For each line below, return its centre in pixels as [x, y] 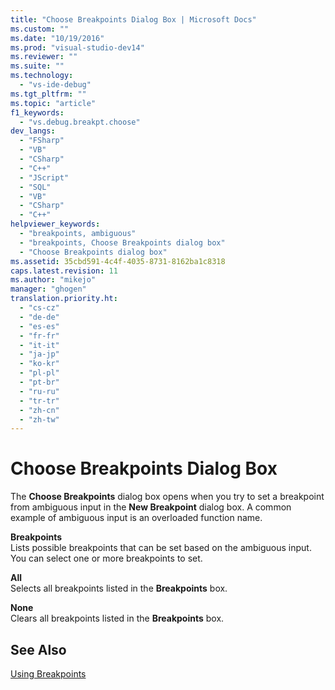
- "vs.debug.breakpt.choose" [80, 122]
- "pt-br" [39, 382]
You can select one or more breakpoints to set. [106, 558]
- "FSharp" [42, 141]
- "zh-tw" [39, 419]
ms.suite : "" [37, 66]
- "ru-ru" [39, 391]
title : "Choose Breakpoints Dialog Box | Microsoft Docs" [133, 19]
